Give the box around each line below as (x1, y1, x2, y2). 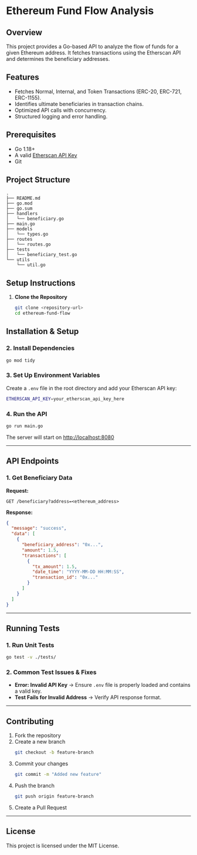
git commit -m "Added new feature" (14, 772, 102, 778)
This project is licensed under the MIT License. (6, 842, 120, 849)
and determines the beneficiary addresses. (6, 56, 110, 62)
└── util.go (16, 262, 46, 268)
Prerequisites (6, 130, 56, 140)
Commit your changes (14, 760, 69, 767)
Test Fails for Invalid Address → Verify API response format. (14, 694, 162, 701)
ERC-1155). (14, 94, 42, 101)
